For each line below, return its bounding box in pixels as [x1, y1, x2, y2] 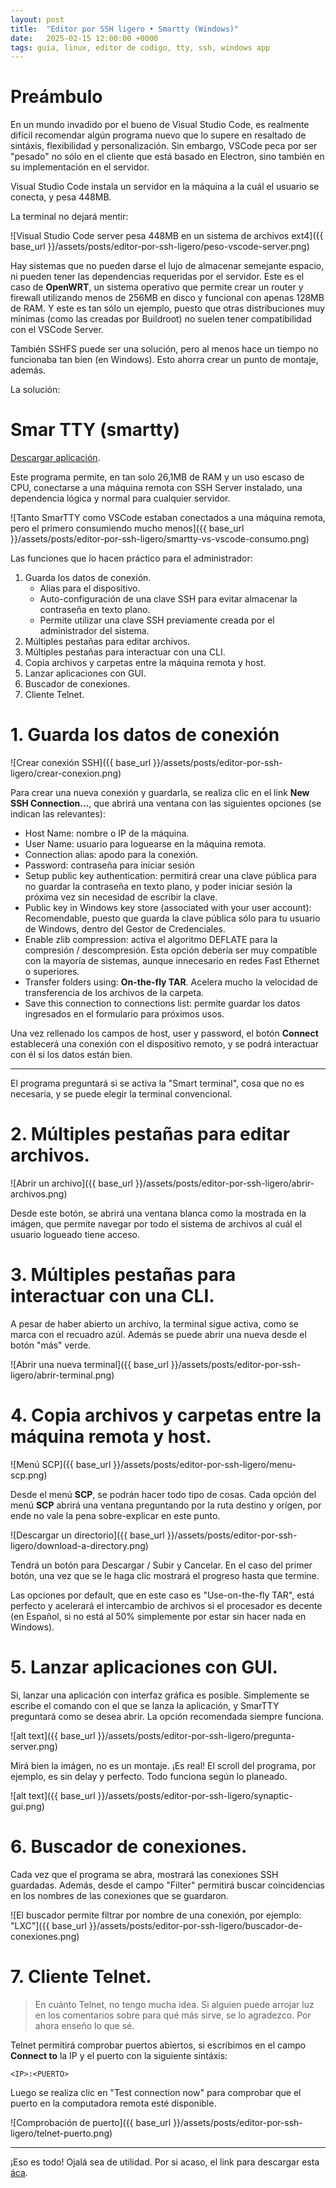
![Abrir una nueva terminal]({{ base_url [10, 1358, 169, 1370]
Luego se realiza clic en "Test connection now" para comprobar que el [10, 2086, 302, 2098]
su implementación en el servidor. [10, 161, 150, 173]
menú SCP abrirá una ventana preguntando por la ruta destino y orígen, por [10, 1499, 322, 1511]
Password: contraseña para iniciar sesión [24, 859, 195, 871]
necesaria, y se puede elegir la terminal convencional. [10, 1088, 233, 1100]
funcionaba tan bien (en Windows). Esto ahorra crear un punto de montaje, [10, 354, 319, 366]
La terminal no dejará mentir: [10, 211, 129, 223]
